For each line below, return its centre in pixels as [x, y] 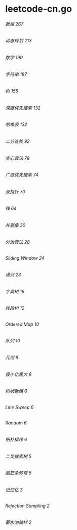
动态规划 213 [18, 41]
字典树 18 [15, 291]
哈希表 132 [16, 124]
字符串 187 [16, 74]
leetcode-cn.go [39, 9]
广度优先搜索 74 [22, 175]
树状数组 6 [16, 391]
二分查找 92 [18, 141]
